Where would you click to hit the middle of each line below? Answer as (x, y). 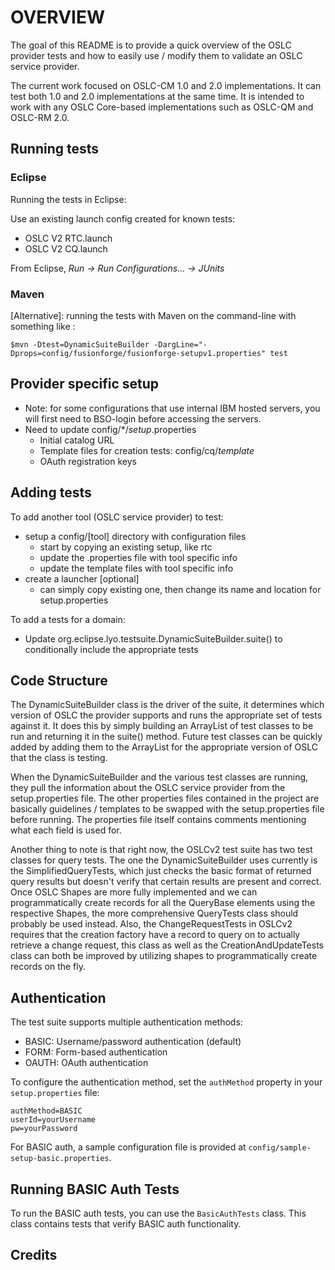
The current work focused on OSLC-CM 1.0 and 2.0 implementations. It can (166, 85)
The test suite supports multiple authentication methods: (126, 1022)
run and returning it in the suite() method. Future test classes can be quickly (166, 737)
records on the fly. (48, 967)
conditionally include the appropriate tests (111, 649)
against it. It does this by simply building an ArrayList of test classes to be (162, 726)
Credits (34, 1255)
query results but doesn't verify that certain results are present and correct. (166, 882)
